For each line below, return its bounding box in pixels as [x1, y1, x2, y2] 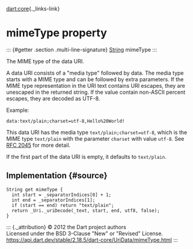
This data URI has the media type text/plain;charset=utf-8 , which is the [6, 129, 188, 136]
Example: [6, 106, 29, 114]
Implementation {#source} [6, 171, 108, 181]
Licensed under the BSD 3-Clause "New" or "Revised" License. [6, 230, 164, 237]
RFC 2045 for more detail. [6, 141, 71, 149]
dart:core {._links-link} [6, 5, 60, 12]
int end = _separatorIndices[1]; [11, 197, 96, 203]
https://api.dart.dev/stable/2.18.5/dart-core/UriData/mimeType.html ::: [6, 236, 179, 243]
